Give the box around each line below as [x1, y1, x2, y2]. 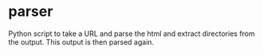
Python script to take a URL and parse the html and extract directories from [8, 29, 255, 38]
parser [8, 2, 53, 21]
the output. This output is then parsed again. [8, 37, 155, 46]
